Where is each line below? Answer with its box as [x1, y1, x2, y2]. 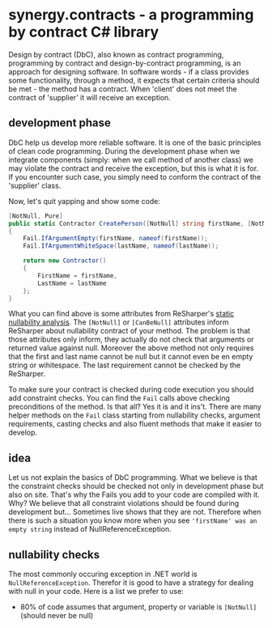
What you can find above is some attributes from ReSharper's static [8, 309, 235, 319]
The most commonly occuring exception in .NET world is [8, 569, 198, 579]
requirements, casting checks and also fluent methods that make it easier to [8, 419, 261, 429]
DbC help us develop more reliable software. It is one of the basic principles [8, 138, 261, 147]
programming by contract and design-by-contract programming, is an [8, 58, 241, 68]
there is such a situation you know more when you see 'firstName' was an [8, 516, 257, 525]
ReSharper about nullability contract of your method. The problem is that [8, 326, 251, 336]
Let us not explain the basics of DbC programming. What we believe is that [8, 473, 257, 482]
